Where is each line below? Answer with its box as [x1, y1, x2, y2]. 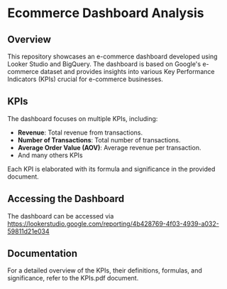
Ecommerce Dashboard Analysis [7, 5, 204, 21]
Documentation [7, 248, 78, 260]
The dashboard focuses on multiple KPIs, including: [7, 114, 158, 122]
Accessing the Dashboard [7, 193, 125, 205]
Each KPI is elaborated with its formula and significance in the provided [7, 164, 216, 173]
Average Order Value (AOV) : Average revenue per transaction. [17, 143, 201, 152]
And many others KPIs [17, 151, 83, 159]
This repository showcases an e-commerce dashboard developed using [7, 52, 218, 61]
